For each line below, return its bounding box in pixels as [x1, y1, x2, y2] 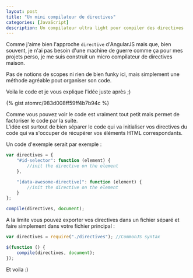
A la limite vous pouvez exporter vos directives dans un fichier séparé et [6, 217, 180, 224]
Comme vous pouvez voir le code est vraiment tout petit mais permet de [6, 111, 180, 118]
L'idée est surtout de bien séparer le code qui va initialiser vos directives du [6, 123, 188, 130]
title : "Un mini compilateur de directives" [6, 14, 116, 20]
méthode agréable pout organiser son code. [6, 77, 112, 84]
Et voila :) [6, 266, 29, 273]
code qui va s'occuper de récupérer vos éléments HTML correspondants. [6, 130, 183, 137]
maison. [6, 60, 25, 67]
